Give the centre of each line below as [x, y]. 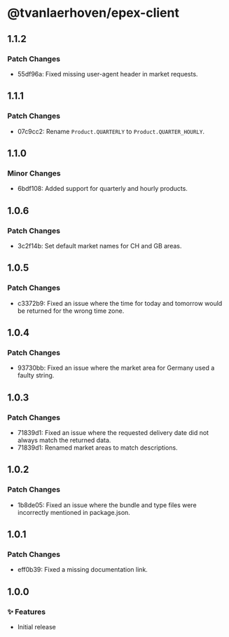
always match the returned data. [64, 440]
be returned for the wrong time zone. [71, 311]
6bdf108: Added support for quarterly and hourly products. [102, 189]
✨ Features [27, 612]
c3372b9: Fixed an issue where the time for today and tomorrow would [120, 303]
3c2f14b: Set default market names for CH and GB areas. [99, 246]
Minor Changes [34, 173]
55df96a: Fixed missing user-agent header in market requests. [107, 74]
